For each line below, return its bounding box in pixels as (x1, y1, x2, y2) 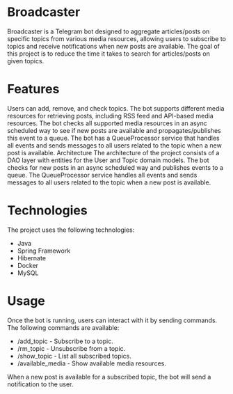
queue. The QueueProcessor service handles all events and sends (7, 171, 198, 179)
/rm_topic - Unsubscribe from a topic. (17, 344, 126, 352)
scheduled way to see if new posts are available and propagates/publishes (7, 126, 221, 134)
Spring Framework (17, 246, 71, 255)
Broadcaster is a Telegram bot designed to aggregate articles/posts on (7, 27, 210, 36)
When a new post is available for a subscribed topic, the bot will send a (7, 372, 211, 381)
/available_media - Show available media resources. (17, 359, 167, 368)
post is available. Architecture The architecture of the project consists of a (7, 148, 220, 157)
